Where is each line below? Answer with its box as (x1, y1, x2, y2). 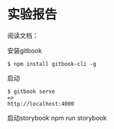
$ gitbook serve (7, 88, 55, 95)
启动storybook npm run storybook (7, 113, 108, 122)
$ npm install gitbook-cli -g (7, 60, 97, 67)
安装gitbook (7, 46, 42, 55)
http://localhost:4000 (7, 100, 74, 107)
